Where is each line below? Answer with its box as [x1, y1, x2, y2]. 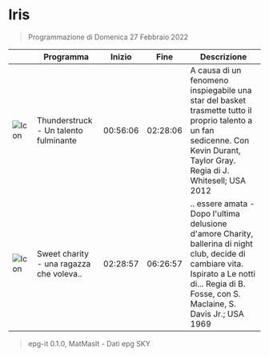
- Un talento [36, 124, 83, 136]
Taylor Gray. [190, 155, 236, 166]
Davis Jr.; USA [190, 308, 244, 319]
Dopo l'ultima [190, 208, 240, 219]
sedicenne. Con [190, 135, 250, 146]
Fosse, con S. [190, 288, 241, 299]
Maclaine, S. [190, 298, 236, 309]
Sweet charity [36, 248, 90, 259]
